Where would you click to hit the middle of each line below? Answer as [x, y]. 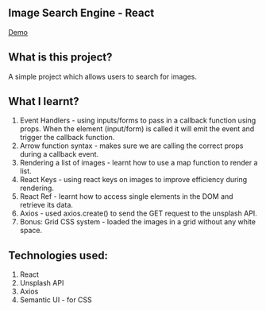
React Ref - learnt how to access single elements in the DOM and [126, 196]
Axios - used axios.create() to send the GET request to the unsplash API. [139, 213]
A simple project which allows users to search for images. [102, 76]
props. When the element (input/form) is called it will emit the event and [137, 129]
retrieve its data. [46, 205]
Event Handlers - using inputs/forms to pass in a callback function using [138, 121]
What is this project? [60, 58]
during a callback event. [59, 154]
